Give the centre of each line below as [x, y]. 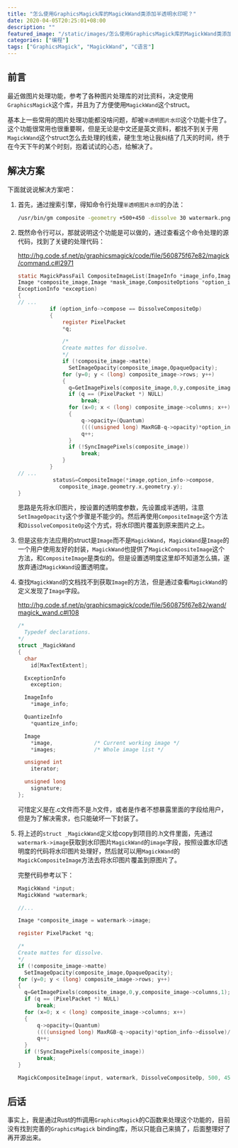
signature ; [47, 788]
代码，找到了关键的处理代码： [61, 241]
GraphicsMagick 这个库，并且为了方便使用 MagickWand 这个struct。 [100, 104]
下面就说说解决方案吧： [41, 189]
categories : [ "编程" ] [38, 40]
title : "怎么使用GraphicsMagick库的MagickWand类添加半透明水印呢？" [102, 14]
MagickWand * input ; [46, 888]
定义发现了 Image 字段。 [50, 591]
